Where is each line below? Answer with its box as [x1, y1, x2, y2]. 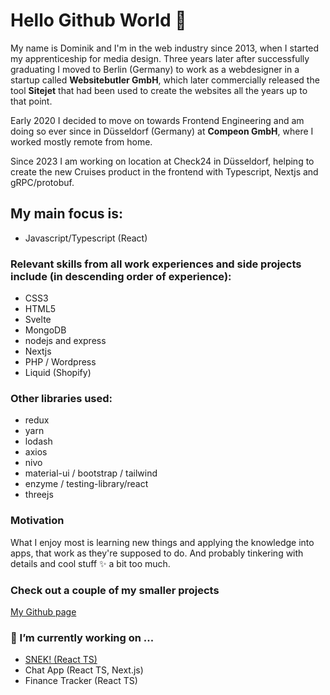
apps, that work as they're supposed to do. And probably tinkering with [10, 547, 304, 559]
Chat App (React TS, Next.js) [24, 664, 144, 676]
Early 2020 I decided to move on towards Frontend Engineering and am [10, 114, 305, 126]
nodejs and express [24, 335, 107, 347]
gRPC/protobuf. [10, 176, 75, 188]
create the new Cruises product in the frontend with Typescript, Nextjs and [10, 165, 319, 178]
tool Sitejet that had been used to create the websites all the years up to [10, 84, 308, 96]
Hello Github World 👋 [10, 9, 187, 32]
